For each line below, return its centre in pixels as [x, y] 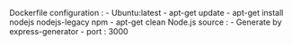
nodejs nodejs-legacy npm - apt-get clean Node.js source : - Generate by [146, 22]
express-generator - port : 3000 [69, 31]
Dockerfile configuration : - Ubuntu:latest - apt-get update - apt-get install [146, 13]
